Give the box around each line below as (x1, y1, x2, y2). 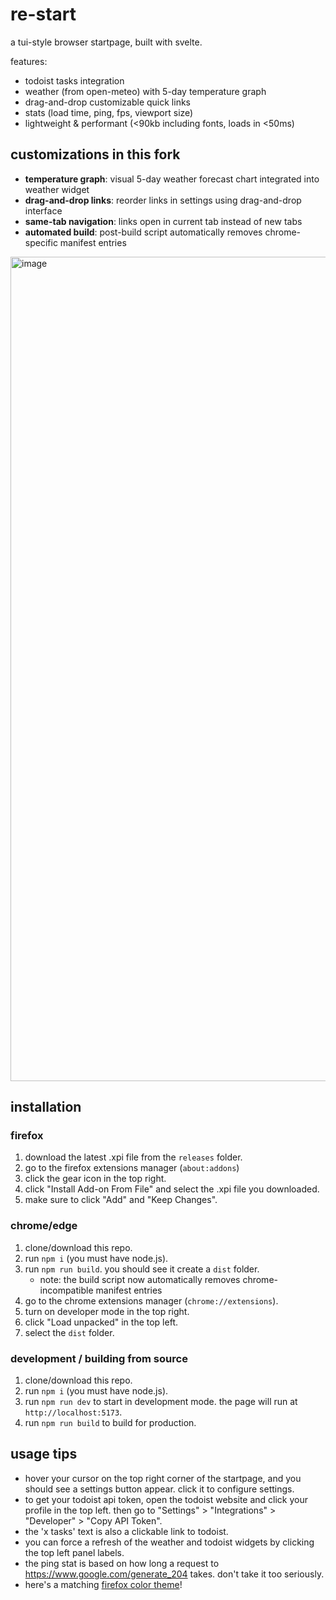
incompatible (39, 1284, 94, 1296)
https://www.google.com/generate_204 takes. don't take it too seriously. (24, 1568, 325, 1580)
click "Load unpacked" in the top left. (24, 1316, 178, 1328)
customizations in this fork (10, 146, 181, 163)
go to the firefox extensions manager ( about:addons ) (24, 1162, 240, 1174)
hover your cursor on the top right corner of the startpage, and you (24, 1472, 302, 1484)
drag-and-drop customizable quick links (24, 96, 191, 108)
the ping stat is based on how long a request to (24, 1557, 220, 1569)
